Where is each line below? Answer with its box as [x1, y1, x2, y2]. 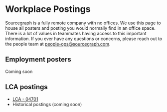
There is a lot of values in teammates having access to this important [5, 30, 147, 36]
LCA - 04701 [12, 96, 38, 102]
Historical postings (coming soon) [12, 101, 82, 107]
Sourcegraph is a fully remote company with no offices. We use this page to [5, 20, 161, 26]
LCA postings [5, 83, 48, 91]
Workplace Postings [5, 3, 91, 15]
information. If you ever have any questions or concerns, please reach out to [5, 36, 163, 42]
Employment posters [5, 56, 71, 64]
